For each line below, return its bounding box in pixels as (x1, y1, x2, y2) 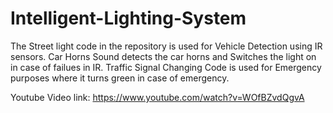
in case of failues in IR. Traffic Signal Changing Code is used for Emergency (10, 61, 322, 73)
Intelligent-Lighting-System (10, 7, 247, 30)
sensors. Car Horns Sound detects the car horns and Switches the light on (10, 50, 317, 62)
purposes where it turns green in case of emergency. (10, 72, 230, 84)
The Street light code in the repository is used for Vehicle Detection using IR (10, 40, 323, 52)
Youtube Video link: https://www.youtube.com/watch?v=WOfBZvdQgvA (10, 91, 305, 103)
